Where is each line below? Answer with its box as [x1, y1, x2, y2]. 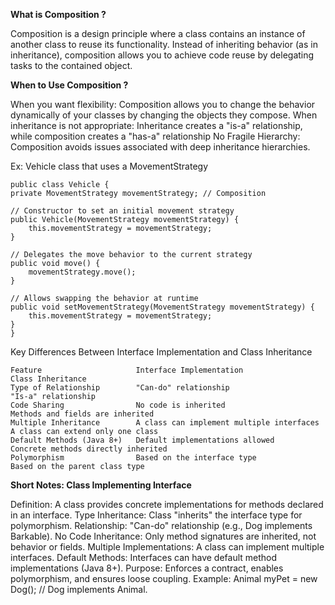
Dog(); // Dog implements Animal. [10, 584, 148, 595]
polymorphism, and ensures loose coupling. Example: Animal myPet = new [10, 573, 318, 584]
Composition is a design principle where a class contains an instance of [10, 28, 306, 39]
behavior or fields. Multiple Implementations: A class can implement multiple [10, 541, 325, 553]
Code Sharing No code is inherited [10, 400, 226, 410]
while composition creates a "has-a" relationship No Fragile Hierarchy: [10, 130, 301, 142]
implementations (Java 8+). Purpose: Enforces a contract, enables [10, 562, 284, 574]
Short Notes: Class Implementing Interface [10, 479, 192, 491]
